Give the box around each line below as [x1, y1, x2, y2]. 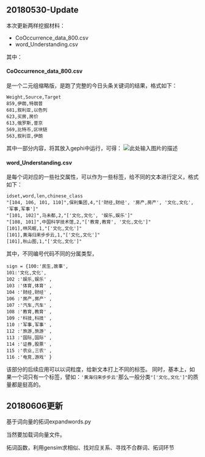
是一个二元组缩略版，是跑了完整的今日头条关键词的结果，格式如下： [6, 82, 178, 89]
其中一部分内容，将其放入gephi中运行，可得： [6, 145, 122, 152]
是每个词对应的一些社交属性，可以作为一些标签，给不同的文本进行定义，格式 [6, 174, 199, 181]
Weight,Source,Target [6, 94, 62, 100]
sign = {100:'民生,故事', [6, 263, 69, 269]
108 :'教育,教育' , [6, 309, 52, 315]
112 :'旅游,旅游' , [6, 328, 52, 335]
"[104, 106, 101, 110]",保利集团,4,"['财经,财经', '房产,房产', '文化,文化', [6, 200, 194, 206]
